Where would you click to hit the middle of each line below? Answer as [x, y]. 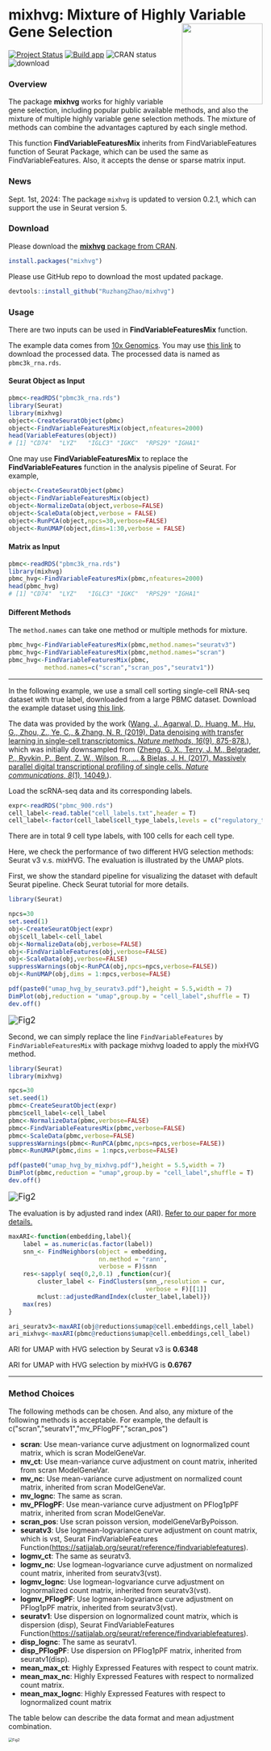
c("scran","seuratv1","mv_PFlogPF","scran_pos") [88, 1428]
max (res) [38, 1304]
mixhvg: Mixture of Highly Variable [127, 15]
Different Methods [40, 612]
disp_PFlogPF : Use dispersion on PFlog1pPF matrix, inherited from [131, 1650]
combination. [30, 1726]
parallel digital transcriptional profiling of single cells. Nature [108, 766]
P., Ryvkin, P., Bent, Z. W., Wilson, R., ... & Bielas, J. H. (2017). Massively [127, 757]
